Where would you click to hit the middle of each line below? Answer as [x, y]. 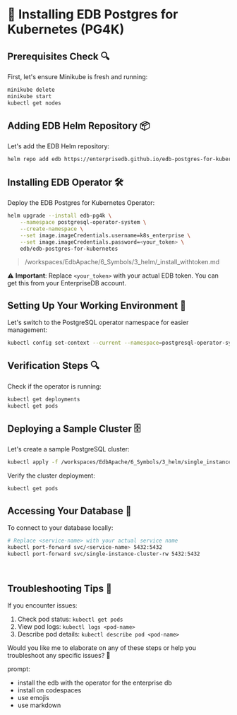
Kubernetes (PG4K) [66, 29]
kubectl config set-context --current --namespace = [85, 343]
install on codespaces [49, 690]
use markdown [39, 705]
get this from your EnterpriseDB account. [67, 283]
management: [28, 330]
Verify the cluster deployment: [51, 475]
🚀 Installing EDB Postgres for [93, 14]
